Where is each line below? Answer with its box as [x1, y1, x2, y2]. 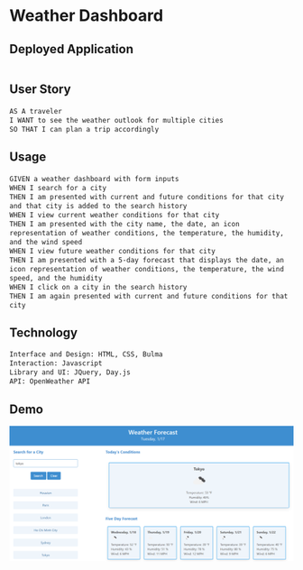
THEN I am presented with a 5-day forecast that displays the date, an [9, 255, 284, 264]
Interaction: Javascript [9, 359, 103, 368]
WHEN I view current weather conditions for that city [9, 210, 220, 219]
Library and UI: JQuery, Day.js [9, 368, 131, 377]
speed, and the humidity [9, 273, 103, 282]
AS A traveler [9, 106, 63, 115]
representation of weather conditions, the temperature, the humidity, [9, 228, 284, 237]
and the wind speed [9, 237, 83, 246]
